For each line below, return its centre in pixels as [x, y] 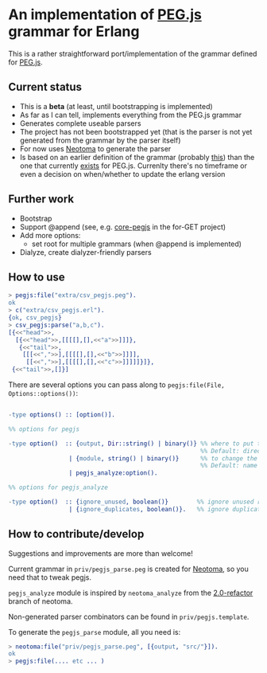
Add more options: [50, 235]
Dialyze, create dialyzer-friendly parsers [86, 252]
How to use [37, 277]
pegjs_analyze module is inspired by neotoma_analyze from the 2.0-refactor [131, 593]
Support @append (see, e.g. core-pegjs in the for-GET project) [123, 227]
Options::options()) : [43, 393]
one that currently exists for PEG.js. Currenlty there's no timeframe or [133, 166]
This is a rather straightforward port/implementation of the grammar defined [133, 53]
